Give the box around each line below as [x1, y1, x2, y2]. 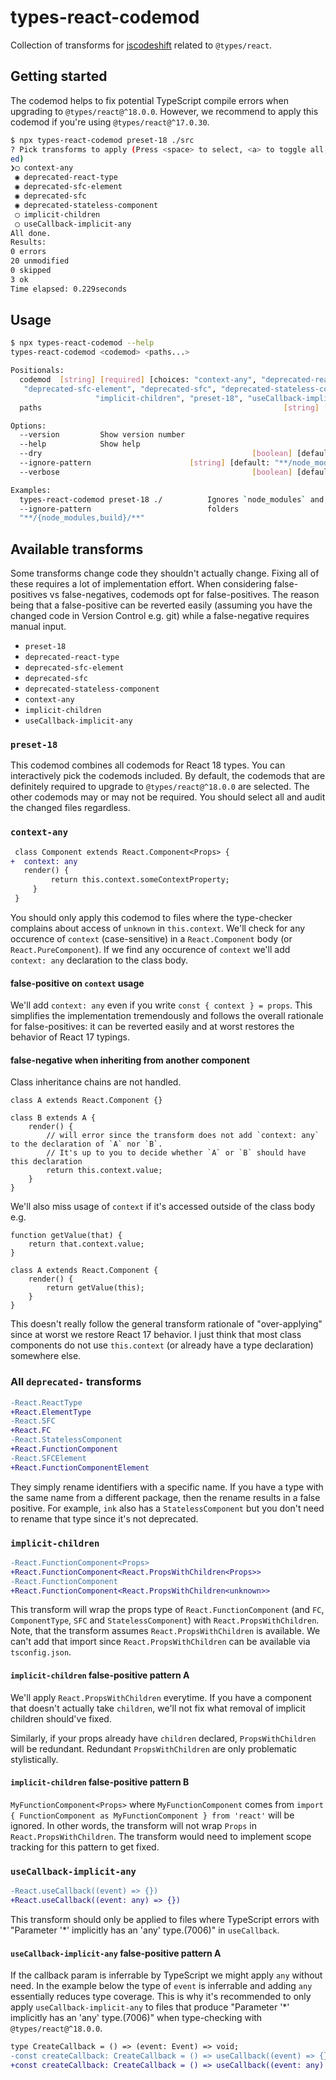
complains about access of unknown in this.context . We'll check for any [10, 922, 306, 934]
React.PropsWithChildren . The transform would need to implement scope [10, 1830, 312, 1842]
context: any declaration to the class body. [10, 954, 189, 966]
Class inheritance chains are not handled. [10, 1076, 182, 1088]
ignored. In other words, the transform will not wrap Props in [10, 1819, 257, 1831]
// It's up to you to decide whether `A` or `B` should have [46, 1148, 307, 1158]
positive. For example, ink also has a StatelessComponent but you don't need [10, 1502, 325, 1514]
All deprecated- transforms [10, 1375, 142, 1389]
